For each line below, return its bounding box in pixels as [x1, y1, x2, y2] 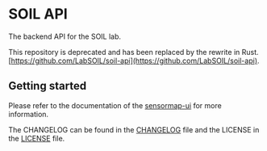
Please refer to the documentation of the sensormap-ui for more [8, 100, 222, 110]
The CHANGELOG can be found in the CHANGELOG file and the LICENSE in [8, 124, 260, 134]
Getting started [8, 79, 87, 93]
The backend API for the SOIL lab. [8, 31, 122, 41]
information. [8, 109, 49, 119]
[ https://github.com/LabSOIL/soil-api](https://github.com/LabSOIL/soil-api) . [8, 56, 260, 65]
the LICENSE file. [8, 133, 65, 143]
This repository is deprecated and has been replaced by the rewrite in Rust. [8, 47, 260, 57]
